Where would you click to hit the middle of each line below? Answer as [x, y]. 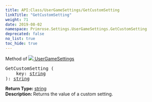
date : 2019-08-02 [24, 24]
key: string [31, 73]
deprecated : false [25, 34]
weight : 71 [17, 19]
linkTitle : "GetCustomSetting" [39, 15]
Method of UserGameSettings [40, 58]
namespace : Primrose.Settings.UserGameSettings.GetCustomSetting [76, 29]
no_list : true [20, 39]
